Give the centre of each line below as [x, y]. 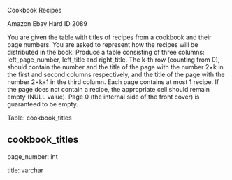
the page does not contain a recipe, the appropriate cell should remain [108, 89]
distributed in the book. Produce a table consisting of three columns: [106, 52]
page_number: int [32, 156]
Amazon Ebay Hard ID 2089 [47, 23]
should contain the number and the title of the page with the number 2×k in [115, 67]
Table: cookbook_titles [39, 118]
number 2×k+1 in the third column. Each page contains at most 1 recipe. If [113, 82]
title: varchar [26, 170]
